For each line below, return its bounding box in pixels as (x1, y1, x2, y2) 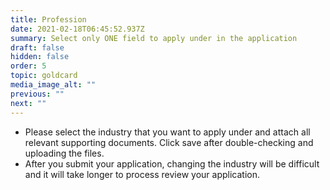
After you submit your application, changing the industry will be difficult (24, 157, 320, 170)
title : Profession (10, 14, 87, 25)
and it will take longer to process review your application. (24, 168, 260, 180)
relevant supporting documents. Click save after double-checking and (24, 136, 314, 148)
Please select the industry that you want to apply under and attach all (24, 126, 311, 138)
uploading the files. (24, 147, 105, 159)
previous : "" (10, 89, 65, 99)
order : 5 (10, 61, 47, 71)
